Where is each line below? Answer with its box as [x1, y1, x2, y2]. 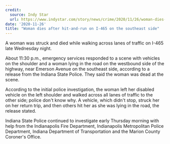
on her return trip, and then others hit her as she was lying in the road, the [5, 103, 159, 109]
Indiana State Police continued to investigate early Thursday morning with [5, 118, 159, 124]
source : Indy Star [10, 12, 49, 17]
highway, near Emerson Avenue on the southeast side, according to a [5, 66, 150, 72]
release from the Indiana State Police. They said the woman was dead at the [5, 71, 164, 77]
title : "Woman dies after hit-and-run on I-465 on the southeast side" [5, 26, 159, 31]
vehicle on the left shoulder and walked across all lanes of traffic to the [5, 92, 153, 98]
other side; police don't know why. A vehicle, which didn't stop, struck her [5, 97, 160, 104]
